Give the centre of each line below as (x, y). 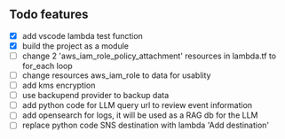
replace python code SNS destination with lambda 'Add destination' (146, 125)
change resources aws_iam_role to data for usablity (116, 75)
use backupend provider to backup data (95, 96)
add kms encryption (59, 85)
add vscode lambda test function (83, 35)
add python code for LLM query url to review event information (137, 105)
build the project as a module (75, 46)
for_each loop (47, 66)
